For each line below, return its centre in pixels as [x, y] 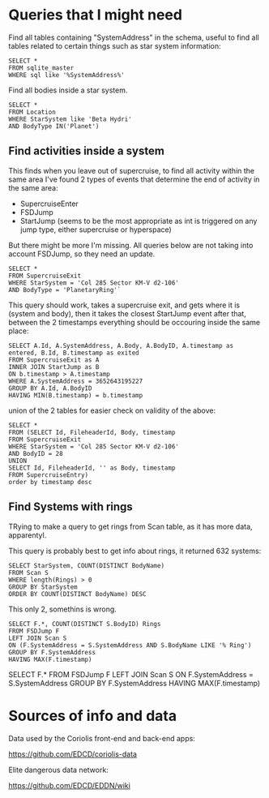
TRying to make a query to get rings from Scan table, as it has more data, [130, 526]
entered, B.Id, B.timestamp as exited [74, 353]
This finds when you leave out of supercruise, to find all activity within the [132, 170]
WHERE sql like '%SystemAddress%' [67, 75]
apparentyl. [28, 535]
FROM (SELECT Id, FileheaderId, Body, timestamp [92, 432]
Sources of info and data [92, 716]
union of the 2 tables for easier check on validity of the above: [112, 410]
